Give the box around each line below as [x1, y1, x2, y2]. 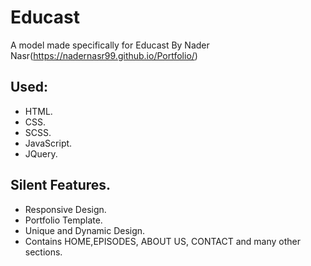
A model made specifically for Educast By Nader [10, 39, 210, 51]
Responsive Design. [24, 203, 107, 215]
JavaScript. [24, 137, 73, 149]
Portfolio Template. [24, 214, 103, 226]
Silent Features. [10, 177, 112, 194]
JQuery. [24, 147, 58, 160]
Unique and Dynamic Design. [24, 224, 146, 236]
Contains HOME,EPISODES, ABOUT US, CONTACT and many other [24, 235, 301, 247]
